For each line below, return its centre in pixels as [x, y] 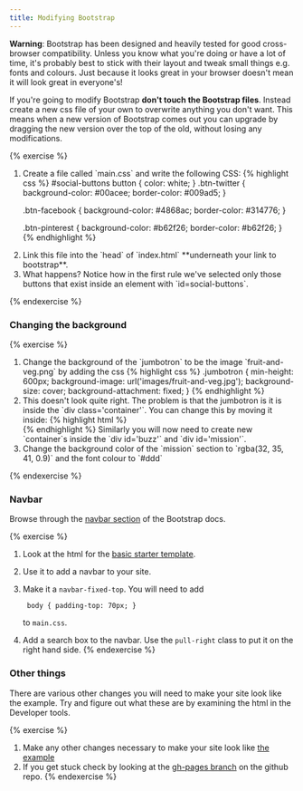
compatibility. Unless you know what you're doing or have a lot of [164, 53]
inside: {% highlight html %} [75, 420]
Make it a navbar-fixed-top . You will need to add [113, 589]
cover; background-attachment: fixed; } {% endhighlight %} [153, 391]
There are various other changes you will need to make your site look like [146, 693]
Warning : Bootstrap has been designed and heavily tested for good [135, 43]
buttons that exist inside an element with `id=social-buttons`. [135, 284]
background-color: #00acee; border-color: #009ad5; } [124, 192]
